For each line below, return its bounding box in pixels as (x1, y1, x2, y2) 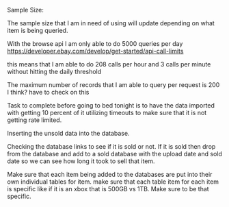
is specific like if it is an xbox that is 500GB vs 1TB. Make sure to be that (7, 185, 210, 193)
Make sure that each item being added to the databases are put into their (7, 171, 213, 178)
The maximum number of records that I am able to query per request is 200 (7, 81, 220, 88)
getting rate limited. (7, 116, 62, 124)
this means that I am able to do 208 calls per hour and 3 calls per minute (7, 60, 211, 68)
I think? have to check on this (7, 88, 90, 96)
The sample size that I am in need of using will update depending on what (7, 19, 215, 27)
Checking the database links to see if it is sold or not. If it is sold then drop (7, 143, 216, 150)
